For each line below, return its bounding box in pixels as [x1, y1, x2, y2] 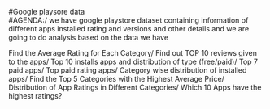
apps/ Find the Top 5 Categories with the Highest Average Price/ [8, 74, 225, 83]
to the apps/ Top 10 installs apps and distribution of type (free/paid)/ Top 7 [8, 57, 259, 66]
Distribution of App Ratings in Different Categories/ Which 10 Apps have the [8, 82, 262, 92]
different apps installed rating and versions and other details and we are [8, 24, 250, 33]
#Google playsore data [8, 7, 85, 16]
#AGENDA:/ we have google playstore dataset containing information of [8, 15, 249, 25]
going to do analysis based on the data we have [8, 32, 169, 42]
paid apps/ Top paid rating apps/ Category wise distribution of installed [8, 65, 247, 75]
